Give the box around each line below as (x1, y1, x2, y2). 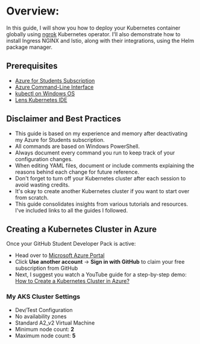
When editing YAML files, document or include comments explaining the (14, 162, 195, 169)
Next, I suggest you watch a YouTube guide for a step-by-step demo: (14, 271, 187, 278)
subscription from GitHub (14, 264, 78, 272)
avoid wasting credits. (14, 181, 70, 188)
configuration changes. (14, 155, 73, 162)
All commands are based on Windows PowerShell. (14, 142, 140, 150)
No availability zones (14, 313, 67, 320)
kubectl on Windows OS (14, 89, 75, 97)
